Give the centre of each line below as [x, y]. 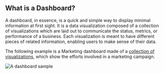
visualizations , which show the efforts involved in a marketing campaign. [80, 56]
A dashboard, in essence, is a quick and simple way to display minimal [78, 20]
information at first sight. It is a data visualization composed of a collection [82, 25]
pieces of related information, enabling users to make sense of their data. [81, 41]
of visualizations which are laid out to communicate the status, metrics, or [81, 31]
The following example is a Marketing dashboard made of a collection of [80, 51]
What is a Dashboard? [40, 8]
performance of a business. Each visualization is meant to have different [80, 36]
